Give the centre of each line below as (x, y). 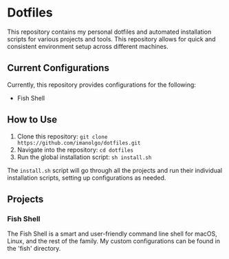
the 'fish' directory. (34, 249)
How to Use (32, 120)
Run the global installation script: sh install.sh (84, 157)
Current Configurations (58, 68)
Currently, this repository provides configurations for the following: (101, 85)
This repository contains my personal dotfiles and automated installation (109, 32)
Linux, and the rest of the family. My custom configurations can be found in (113, 241)
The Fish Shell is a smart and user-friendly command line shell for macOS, (112, 234)
